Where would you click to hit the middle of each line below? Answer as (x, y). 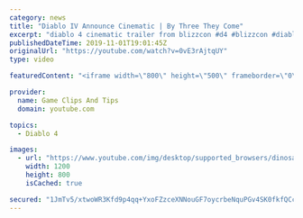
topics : (24, 125)
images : (24, 150)
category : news (38, 18)
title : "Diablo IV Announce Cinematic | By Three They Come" (127, 26)
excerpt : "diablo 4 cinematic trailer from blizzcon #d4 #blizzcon (139, 34)
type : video (32, 59)
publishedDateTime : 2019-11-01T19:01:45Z (88, 43)
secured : (26, 199)
